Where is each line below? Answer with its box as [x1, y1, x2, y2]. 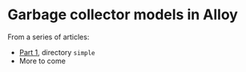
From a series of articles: [7, 32, 90, 42]
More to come [18, 56, 66, 66]
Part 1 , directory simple [18, 47, 95, 57]
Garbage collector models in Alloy [7, 6, 238, 24]
